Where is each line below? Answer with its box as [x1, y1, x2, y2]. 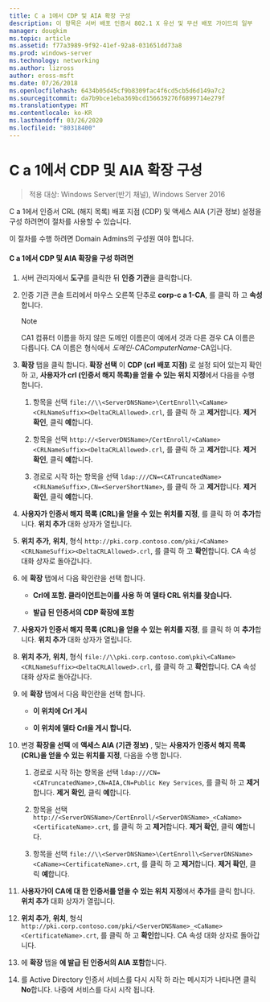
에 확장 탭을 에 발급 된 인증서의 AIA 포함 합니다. [20, 957, 167, 967]
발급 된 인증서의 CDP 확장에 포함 [32, 607, 135, 616]
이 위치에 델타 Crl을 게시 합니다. [32, 723, 132, 732]
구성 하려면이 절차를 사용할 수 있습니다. [9, 216, 132, 226]
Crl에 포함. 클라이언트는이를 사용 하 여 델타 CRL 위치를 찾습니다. [32, 590, 232, 600]
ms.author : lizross [9, 64, 75, 72]
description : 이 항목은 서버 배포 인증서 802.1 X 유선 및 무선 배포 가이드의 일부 [9, 19, 253, 27]
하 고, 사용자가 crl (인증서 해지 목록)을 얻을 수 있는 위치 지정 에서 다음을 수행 [20, 369, 256, 379]
